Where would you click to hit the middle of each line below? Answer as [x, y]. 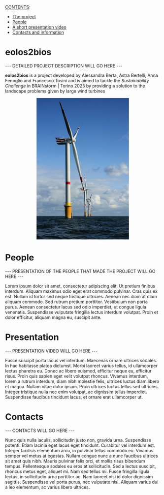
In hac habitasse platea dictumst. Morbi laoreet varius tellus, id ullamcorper [81, 366]
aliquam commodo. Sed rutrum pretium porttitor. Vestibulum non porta [76, 302]
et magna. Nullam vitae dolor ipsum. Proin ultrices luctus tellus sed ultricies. [82, 386]
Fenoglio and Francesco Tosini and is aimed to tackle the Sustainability [77, 80]
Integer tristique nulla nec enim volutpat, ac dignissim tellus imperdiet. [76, 392]
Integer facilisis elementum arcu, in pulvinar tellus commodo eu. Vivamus [79, 450]
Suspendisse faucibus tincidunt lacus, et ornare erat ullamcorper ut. [74, 397]
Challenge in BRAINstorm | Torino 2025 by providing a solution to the [75, 86]
